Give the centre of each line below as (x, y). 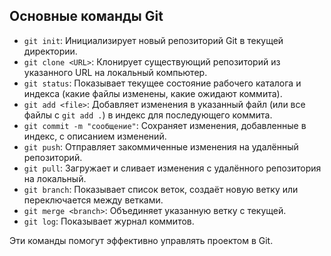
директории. (50, 51)
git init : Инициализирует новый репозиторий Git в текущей (153, 40)
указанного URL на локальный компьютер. (115, 72)
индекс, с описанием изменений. (95, 136)
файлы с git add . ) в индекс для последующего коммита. (148, 115)
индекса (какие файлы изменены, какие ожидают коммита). (153, 93)
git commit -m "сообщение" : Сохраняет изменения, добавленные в (165, 125)
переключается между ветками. (93, 200)
